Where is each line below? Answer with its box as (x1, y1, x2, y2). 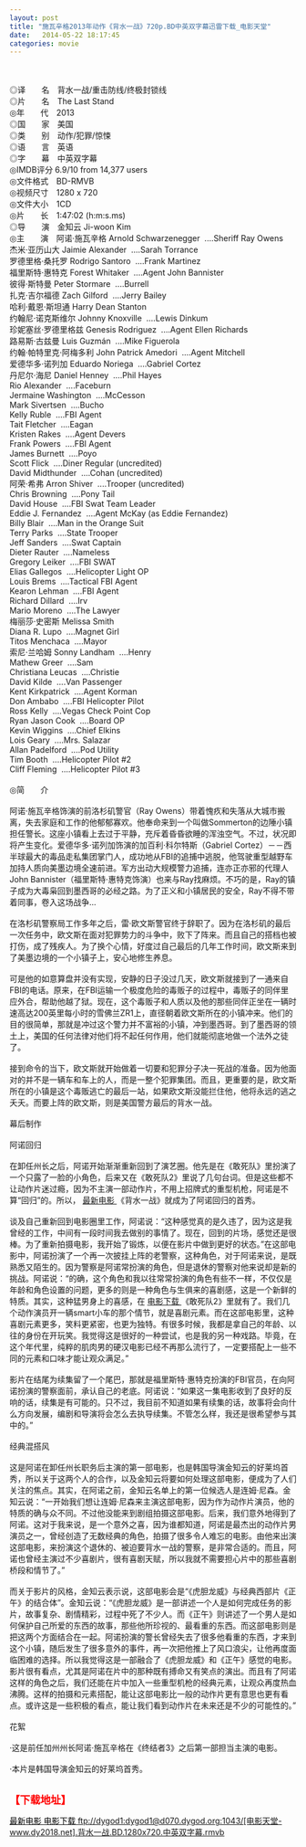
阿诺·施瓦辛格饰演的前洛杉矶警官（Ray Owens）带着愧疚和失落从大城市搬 (9, 806, 286, 817)
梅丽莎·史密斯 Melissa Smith (9, 616, 115, 627)
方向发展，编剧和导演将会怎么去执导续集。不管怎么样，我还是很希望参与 (16, 1409, 289, 1420)
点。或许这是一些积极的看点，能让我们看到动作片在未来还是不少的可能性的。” (9, 1700, 297, 1711)
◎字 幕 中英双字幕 (9, 153, 97, 164)
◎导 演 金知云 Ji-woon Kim (9, 221, 132, 233)
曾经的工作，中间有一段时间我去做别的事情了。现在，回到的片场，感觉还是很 (9, 1228, 297, 1239)
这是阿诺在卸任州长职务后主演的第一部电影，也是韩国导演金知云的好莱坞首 (9, 1462, 289, 1473)
